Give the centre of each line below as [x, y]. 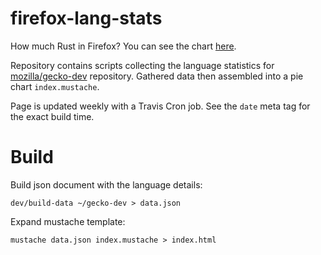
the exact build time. [52, 116]
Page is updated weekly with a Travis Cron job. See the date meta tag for [160, 106]
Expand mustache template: [68, 221]
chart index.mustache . [55, 86]
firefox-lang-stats [86, 18]
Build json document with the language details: [106, 184]
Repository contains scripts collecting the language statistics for [142, 65]
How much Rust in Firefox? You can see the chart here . [123, 46]
